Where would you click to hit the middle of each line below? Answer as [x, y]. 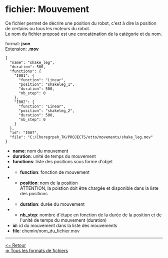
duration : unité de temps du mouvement [54, 156]
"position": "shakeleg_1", [46, 84]
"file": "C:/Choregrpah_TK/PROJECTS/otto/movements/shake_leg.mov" [81, 137]
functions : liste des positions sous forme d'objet [62, 161]
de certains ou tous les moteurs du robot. [48, 28]
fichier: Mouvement [47, 9]
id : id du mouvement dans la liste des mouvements [65, 225]
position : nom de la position [49, 183]
